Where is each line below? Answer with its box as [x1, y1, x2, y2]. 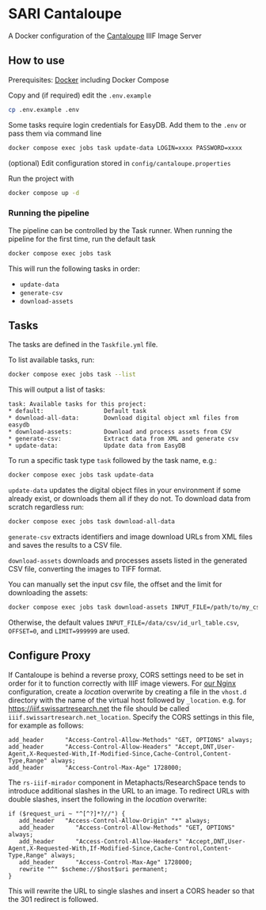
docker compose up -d [8, 189, 80, 197]
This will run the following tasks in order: [8, 263, 141, 273]
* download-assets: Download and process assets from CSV [8, 428, 232, 436]
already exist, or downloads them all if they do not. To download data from [8, 494, 251, 503]
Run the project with [8, 174, 74, 183]
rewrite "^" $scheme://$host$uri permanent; [18, 865, 169, 873]
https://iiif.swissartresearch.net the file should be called [8, 703, 190, 713]
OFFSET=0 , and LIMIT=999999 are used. [8, 625, 131, 635]
